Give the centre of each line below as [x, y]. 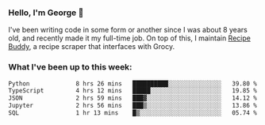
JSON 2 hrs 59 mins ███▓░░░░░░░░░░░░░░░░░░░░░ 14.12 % [133, 98]
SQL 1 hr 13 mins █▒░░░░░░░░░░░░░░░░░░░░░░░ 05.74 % [133, 113]
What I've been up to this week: [70, 67]
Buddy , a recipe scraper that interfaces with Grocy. [92, 47]
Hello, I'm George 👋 [46, 13]
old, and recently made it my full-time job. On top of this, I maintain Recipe [130, 38]
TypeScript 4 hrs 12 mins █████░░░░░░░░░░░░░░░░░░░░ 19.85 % [133, 91]
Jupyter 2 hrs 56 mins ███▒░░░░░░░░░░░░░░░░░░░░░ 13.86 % [133, 106]
